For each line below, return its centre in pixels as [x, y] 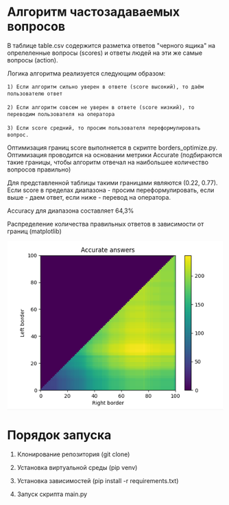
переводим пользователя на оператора [61, 114]
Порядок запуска [59, 435]
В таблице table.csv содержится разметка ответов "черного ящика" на [111, 45]
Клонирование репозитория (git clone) [73, 454]
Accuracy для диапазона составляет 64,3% [71, 211]
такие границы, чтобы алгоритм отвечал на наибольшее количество [108, 162]
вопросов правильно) [39, 169]
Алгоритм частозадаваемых [94, 12]
